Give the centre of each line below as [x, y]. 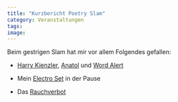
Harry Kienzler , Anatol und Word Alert [70, 65]
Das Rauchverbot [41, 92]
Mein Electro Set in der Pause [59, 79]
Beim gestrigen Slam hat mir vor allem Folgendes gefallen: [89, 52]
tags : [15, 26]
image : [16, 33]
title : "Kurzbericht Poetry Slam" [56, 13]
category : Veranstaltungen [46, 20]
